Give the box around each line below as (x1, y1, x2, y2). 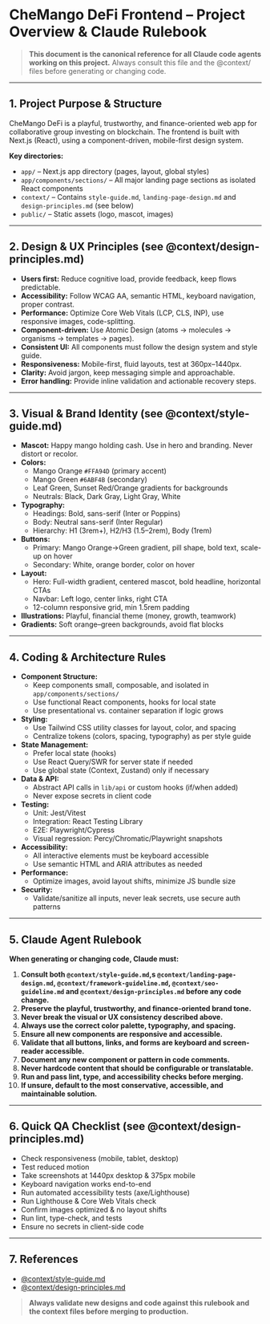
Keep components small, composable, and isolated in (32, 680, 209, 690)
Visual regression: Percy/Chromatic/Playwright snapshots (32, 834, 223, 843)
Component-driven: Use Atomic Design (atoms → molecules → (20, 325, 232, 335)
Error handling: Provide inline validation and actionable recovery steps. (20, 376, 256, 386)
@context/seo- (171, 980, 220, 988)
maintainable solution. (20, 1089, 98, 1099)
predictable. (20, 282, 61, 292)
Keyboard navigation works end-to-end (20, 1179, 151, 1188)
